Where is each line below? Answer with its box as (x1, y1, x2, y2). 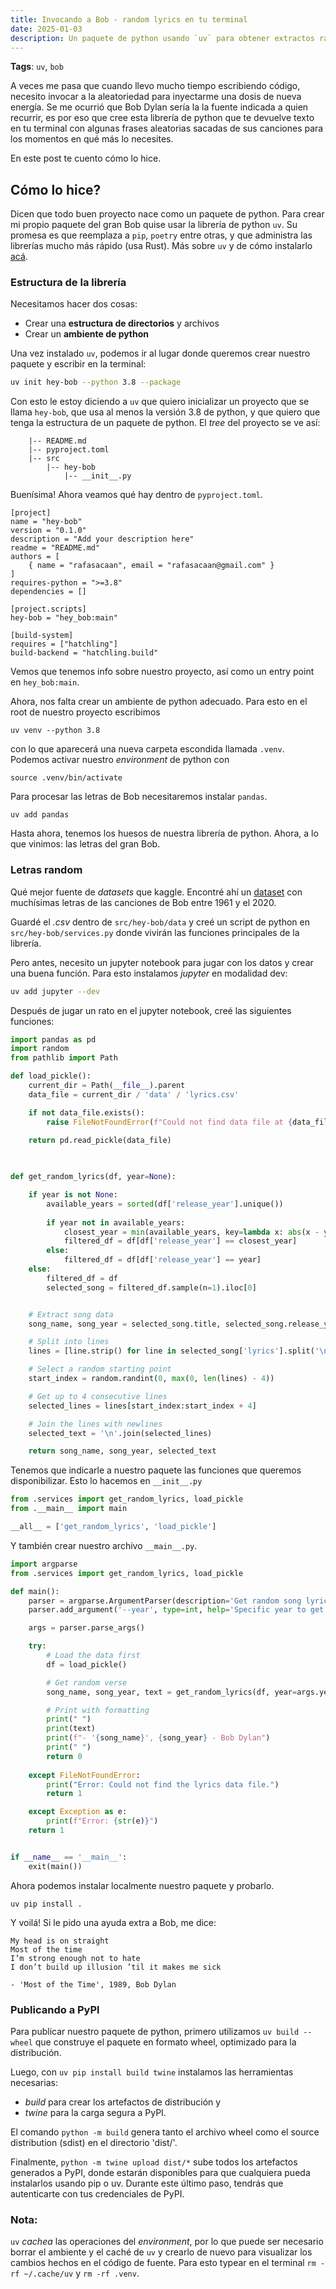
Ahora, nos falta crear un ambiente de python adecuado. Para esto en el (10, 696, 308, 708)
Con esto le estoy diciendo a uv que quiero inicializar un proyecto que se (10, 396, 310, 408)
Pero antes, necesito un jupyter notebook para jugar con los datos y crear (10, 956, 314, 968)
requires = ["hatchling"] (10, 639, 118, 650)
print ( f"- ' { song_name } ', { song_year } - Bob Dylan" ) (46, 1733, 271, 1743)
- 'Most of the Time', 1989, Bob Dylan (10, 1979, 177, 1990)
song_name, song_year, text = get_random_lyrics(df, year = (46, 1687, 298, 1697)
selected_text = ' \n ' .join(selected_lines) (28, 1428, 213, 1438)
